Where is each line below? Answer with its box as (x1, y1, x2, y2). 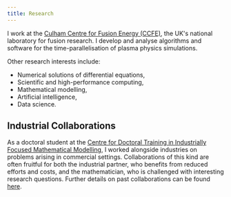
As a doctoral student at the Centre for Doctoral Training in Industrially (7, 138, 207, 147)
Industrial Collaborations (7, 120, 116, 132)
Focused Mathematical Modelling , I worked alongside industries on (7, 146, 198, 154)
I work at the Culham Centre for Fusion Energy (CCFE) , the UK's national (7, 29, 213, 37)
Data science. (17, 100, 57, 108)
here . (7, 182, 22, 191)
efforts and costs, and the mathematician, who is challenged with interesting (7, 167, 224, 176)
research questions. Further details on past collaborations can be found (7, 175, 210, 183)
